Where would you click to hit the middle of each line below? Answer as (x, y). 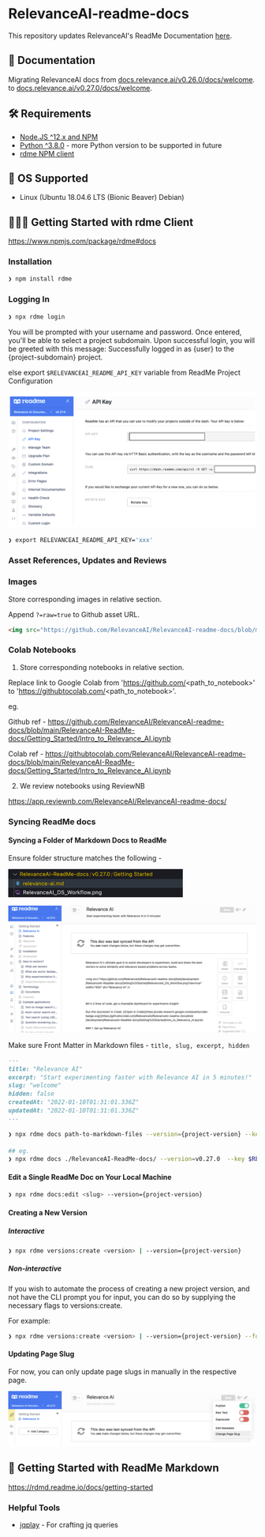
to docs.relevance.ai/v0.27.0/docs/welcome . (80, 88)
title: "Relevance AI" (45, 1069)
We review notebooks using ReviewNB (82, 785)
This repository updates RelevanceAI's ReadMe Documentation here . (120, 36)
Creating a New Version (48, 1212)
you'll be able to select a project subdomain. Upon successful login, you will (131, 340)
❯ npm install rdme (40, 279)
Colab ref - (26, 753)
